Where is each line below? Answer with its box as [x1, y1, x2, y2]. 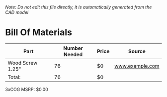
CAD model [5, 9, 29, 15]
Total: [7, 74, 21, 81]
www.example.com [114, 62, 160, 69]
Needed [63, 51, 83, 58]
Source [128, 48, 146, 55]
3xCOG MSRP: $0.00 [5, 86, 48, 92]
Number [63, 45, 83, 52]
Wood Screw [7, 59, 38, 66]
